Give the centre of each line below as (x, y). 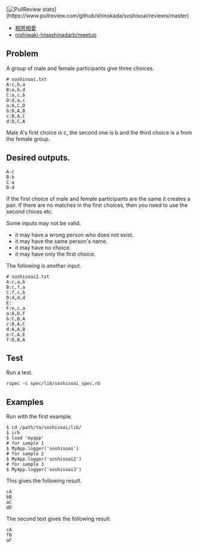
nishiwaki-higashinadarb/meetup (56, 35)
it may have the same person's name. (61, 241)
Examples (25, 402)
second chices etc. (30, 211)
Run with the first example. (39, 417)
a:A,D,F (16, 313)
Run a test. (19, 372)
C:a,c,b (16, 95)
